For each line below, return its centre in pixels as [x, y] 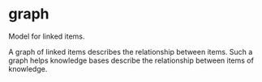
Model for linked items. [47, 36]
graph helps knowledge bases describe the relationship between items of [131, 60]
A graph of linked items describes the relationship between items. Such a [131, 51]
